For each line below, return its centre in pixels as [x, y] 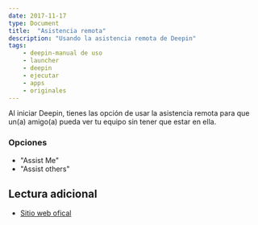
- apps [34, 83]
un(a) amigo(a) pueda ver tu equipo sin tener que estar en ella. [112, 122]
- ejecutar [41, 76]
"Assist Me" [40, 160]
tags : [17, 46]
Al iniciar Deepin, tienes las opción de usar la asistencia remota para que [129, 113]
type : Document [34, 23]
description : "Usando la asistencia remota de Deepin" [102, 38]
